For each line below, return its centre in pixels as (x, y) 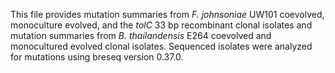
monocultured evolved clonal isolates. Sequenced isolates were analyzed (161, 46)
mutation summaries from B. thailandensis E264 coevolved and (141, 35)
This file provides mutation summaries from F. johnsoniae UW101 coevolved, (167, 14)
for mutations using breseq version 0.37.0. (97, 57)
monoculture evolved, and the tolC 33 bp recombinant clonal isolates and (161, 25)
